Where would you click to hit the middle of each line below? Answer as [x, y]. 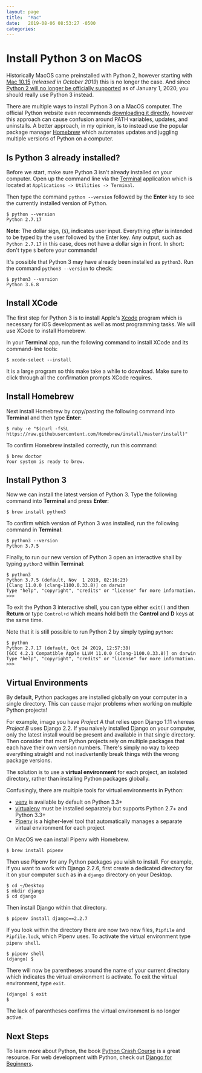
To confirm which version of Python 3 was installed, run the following [93, 523]
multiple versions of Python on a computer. [60, 139]
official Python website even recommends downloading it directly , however [100, 113]
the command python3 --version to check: [60, 268]
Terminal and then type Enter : [44, 418]
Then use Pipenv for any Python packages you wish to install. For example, [100, 862]
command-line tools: [32, 349]
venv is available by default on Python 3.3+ [69, 802]
